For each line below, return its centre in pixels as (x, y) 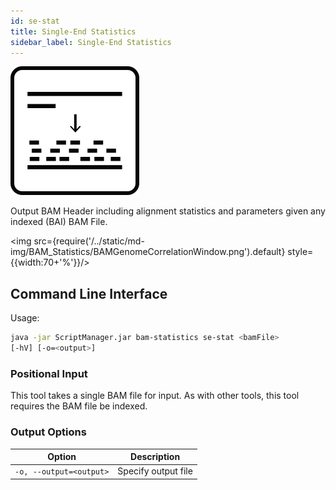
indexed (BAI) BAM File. (59, 222)
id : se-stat (35, 21)
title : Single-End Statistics (73, 31)
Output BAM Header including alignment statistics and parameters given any (168, 211)
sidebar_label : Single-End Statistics (91, 42)
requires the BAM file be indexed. (79, 406)
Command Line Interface (89, 293)
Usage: (25, 318)
